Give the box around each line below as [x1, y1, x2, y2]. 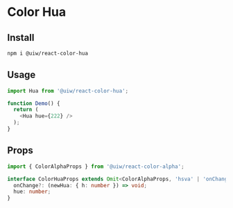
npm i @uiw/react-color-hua [7, 50, 89, 57]
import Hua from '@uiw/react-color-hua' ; [7, 87, 129, 94]
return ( [13, 106, 39, 113]
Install [7, 32, 35, 44]
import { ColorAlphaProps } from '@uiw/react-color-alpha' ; [7, 163, 185, 170]
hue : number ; [13, 188, 51, 196]
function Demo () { [7, 100, 60, 107]
